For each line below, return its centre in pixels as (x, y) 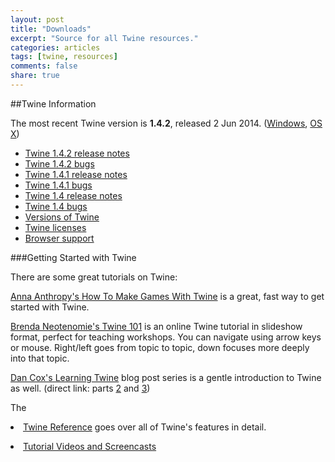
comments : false (44, 66)
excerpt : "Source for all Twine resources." (104, 38)
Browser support (59, 238)
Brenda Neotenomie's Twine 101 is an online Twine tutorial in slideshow (156, 326)
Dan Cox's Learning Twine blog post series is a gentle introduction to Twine (166, 377)
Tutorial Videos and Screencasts (90, 446)
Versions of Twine (62, 217)
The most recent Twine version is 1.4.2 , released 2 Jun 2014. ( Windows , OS (166, 123)
